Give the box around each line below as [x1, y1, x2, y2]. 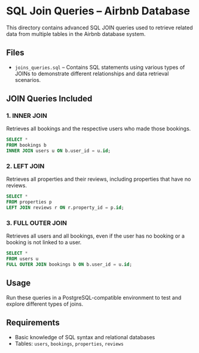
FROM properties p [6, 199, 52, 205]
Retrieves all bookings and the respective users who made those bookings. [6, 125, 191, 132]
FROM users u [6, 256, 39, 262]
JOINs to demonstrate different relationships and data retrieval [14, 70, 169, 77]
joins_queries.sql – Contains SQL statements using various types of [14, 63, 185, 71]
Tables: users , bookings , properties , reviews [14, 340, 124, 347]
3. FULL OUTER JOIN [6, 218, 68, 227]
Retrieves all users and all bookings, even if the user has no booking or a [6, 232, 185, 240]
